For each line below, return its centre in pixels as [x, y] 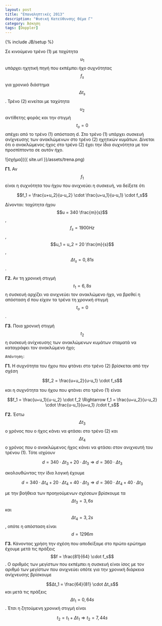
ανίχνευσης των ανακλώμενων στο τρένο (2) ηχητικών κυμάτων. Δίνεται [80, 140]
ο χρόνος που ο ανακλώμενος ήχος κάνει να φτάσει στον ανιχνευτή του [79, 447]
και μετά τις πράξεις [26, 592]
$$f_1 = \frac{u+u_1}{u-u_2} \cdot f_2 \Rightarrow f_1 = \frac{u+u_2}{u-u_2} [82, 400]
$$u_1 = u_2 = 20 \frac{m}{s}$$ [82, 244]
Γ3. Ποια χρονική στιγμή [30, 326]
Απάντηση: [15, 357]
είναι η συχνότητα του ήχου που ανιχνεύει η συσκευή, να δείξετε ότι [75, 186]
